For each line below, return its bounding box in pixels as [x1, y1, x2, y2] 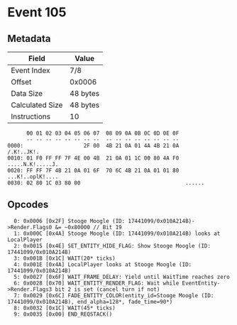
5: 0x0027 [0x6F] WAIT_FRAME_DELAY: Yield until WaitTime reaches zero [13, 273, 231, 280]
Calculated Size [11, 100, 63, 110]
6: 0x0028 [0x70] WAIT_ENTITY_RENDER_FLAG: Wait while [13, 280, 180, 287]
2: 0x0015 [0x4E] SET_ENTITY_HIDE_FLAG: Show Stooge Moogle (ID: [13, 242, 211, 249]
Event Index [11, 65, 50, 75]
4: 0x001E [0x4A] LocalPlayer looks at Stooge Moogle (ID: [13, 260, 192, 268]
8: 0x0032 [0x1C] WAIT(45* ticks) [13, 304, 116, 312]
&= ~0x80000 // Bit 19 [55, 224, 122, 231]
